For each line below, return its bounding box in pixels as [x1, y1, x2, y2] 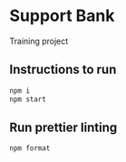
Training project [9, 35, 69, 46]
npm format [9, 144, 51, 153]
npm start [9, 95, 47, 104]
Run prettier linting [9, 119, 118, 135]
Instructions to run [9, 62, 117, 77]
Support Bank [9, 5, 115, 26]
